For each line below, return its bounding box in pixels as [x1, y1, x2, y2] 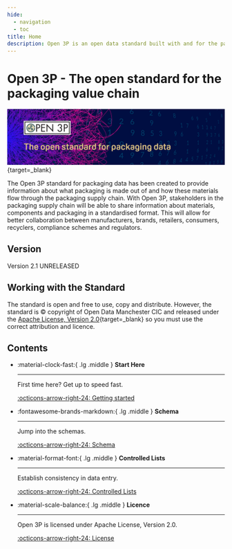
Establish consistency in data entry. [17, 474, 119, 483]
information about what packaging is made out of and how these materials [7, 187, 219, 195]
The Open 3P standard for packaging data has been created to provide [7, 179, 209, 188]
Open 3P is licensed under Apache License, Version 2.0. [17, 521, 177, 529]
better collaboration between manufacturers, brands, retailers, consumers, [7, 216, 220, 224]
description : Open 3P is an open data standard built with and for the [7, 40, 217, 48]
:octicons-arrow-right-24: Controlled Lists [17, 487, 137, 496]
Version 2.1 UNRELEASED [7, 262, 79, 270]
